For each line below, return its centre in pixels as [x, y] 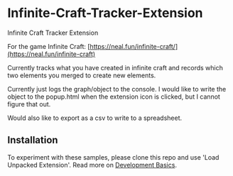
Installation [33, 140]
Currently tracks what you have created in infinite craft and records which [115, 67]
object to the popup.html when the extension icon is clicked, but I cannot [114, 97]
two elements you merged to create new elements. [82, 75]
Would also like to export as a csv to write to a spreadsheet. [95, 118]
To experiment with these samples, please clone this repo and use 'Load [113, 157]
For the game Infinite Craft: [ [49, 46]
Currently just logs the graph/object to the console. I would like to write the [117, 89]
